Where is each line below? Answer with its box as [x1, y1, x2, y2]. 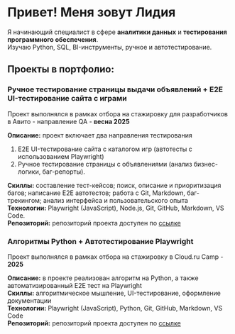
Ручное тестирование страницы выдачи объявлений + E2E [7, 84, 224, 94]
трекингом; [7, 196, 42, 204]
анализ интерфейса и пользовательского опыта [43, 196, 188, 204]
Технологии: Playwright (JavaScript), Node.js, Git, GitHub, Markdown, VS [7, 204, 225, 212]
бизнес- [193, 160, 219, 168]
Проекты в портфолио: [7, 63, 115, 75]
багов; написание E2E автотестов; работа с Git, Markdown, [7, 189, 186, 197]
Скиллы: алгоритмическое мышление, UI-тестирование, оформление [7, 289, 222, 297]
